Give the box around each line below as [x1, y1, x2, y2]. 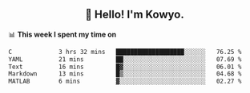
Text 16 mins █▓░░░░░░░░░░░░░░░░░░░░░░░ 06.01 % [8, 63, 242, 71]
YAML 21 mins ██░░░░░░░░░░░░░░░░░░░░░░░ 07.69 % [8, 55, 242, 64]
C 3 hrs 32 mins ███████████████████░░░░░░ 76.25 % [8, 48, 242, 56]
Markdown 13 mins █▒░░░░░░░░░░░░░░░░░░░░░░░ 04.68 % [8, 70, 242, 78]
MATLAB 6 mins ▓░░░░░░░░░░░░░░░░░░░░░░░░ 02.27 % [8, 77, 242, 86]
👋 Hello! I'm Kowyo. [85, 8, 184, 21]
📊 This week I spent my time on [8, 29, 117, 39]
